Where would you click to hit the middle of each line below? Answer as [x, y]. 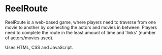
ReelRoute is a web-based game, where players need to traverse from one [81, 22]
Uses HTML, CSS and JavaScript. [39, 47]
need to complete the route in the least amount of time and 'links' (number [81, 32]
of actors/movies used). [29, 38]
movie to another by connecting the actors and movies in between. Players [81, 27]
